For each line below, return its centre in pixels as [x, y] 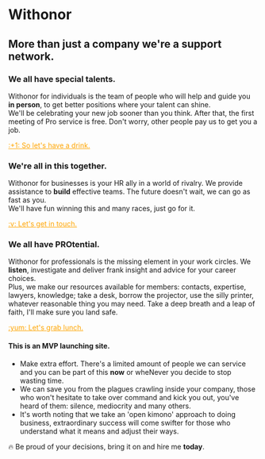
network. [31, 56]
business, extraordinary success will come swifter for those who [125, 422]
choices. [22, 279]
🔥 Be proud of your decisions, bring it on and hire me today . [106, 446]
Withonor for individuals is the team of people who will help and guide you [129, 96]
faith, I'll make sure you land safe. [63, 312]
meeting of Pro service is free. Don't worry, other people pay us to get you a [133, 121]
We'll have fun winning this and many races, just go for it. [102, 209]
